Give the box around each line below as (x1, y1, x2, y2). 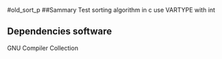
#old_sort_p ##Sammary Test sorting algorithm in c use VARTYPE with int (7, 6, 215, 14)
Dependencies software (7, 25, 112, 37)
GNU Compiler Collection (7, 44, 79, 52)
